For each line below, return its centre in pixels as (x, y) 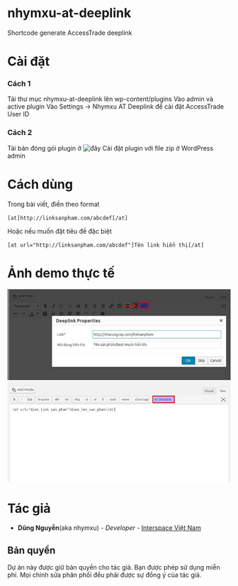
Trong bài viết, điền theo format (53, 204)
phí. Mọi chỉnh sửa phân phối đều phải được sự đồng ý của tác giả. (104, 575)
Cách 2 (20, 133)
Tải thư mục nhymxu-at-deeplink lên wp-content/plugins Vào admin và (110, 99)
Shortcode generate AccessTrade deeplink (70, 33)
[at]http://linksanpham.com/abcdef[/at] (68, 218)
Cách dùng (40, 184)
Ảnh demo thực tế (61, 273)
